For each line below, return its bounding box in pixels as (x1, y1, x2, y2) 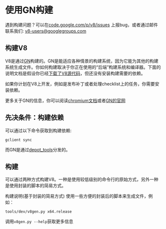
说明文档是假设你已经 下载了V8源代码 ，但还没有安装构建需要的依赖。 (5, 70, 146, 76)
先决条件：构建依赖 (5, 113, 64, 122)
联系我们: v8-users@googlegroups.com (5, 28, 87, 34)
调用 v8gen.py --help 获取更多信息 (5, 219, 73, 225)
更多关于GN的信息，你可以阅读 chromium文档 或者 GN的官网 (5, 97, 125, 103)
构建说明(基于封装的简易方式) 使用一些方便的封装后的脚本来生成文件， (5, 193, 149, 199)
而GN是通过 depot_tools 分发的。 (5, 146, 70, 152)
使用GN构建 (5, 4, 54, 16)
